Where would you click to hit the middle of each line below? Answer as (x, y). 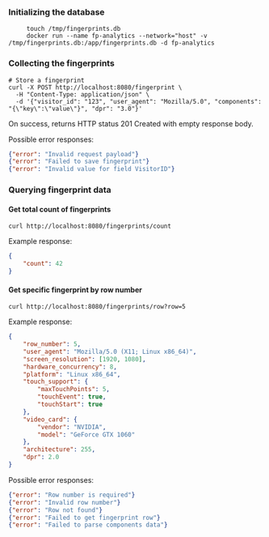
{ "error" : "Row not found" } (56, 510)
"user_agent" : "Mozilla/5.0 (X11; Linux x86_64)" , (110, 352)
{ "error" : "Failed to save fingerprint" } (79, 162)
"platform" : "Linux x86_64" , (72, 374)
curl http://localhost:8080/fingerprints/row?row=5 (97, 307)
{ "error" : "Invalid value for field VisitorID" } (92, 169)
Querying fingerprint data (60, 190)
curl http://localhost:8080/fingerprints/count (90, 226)
